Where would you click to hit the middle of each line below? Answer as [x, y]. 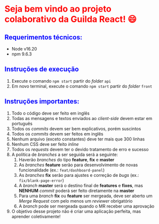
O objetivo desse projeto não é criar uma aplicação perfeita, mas [76, 211]
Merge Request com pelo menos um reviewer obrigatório [76, 201]
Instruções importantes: [42, 101]
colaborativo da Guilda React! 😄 [71, 19]
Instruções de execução [42, 69]
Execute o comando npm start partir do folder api [61, 81]
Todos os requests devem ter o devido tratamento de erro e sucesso [80, 149]
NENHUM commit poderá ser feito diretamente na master [76, 190]
